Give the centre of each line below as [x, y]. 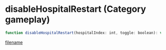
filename [14, 42]
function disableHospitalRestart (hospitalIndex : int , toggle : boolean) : [82, 33]
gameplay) [28, 20]
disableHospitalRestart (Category [76, 9]
